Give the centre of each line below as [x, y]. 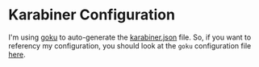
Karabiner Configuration [92, 15]
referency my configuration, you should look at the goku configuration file [130, 45]
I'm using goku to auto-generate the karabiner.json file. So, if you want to [130, 37]
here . [17, 54]
